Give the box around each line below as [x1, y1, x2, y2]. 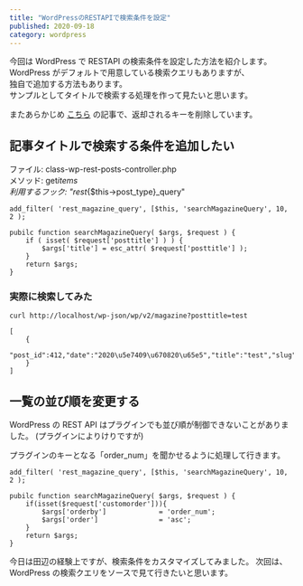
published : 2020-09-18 [9, 22, 95, 31]
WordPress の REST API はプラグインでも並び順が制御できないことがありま [9, 420, 289, 430]
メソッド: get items [9, 175, 78, 186]
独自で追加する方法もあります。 [9, 79, 128, 90]
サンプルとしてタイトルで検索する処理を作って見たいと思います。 [9, 90, 253, 100]
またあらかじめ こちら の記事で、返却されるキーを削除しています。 [9, 109, 258, 120]
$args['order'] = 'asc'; [41, 515, 192, 525]
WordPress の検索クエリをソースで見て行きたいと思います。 [9, 567, 233, 579]
